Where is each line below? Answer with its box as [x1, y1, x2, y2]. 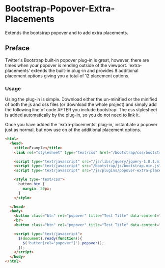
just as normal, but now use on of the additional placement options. [5, 127, 141, 133]
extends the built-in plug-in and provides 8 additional [31, 67, 138, 73]
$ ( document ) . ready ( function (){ [18, 236, 82, 241]
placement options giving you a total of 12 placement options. [5, 72, 130, 79]
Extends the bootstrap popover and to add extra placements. [5, 30, 129, 35]
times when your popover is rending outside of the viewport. [5, 62, 128, 68]
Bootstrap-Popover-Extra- [5, 3, 115, 14]
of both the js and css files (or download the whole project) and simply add [5, 101, 157, 107]
